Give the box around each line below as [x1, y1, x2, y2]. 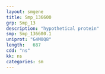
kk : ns [6, 53, 23, 59]
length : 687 [6, 42, 42, 48]
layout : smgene [6, 8, 44, 15]
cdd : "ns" [6, 48, 31, 54]
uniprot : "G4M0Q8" [6, 36, 52, 42]
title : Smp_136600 [6, 14, 52, 20]
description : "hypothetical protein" [6, 25, 100, 32]
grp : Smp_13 [6, 20, 36, 26]
